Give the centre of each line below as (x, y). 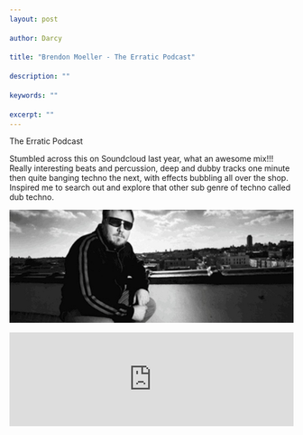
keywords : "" (34, 95)
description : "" (40, 77)
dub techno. (32, 197)
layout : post (34, 19)
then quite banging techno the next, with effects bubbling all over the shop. (149, 178)
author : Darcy (36, 38)
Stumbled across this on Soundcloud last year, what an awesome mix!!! (142, 159)
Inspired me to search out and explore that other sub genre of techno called (150, 188)
